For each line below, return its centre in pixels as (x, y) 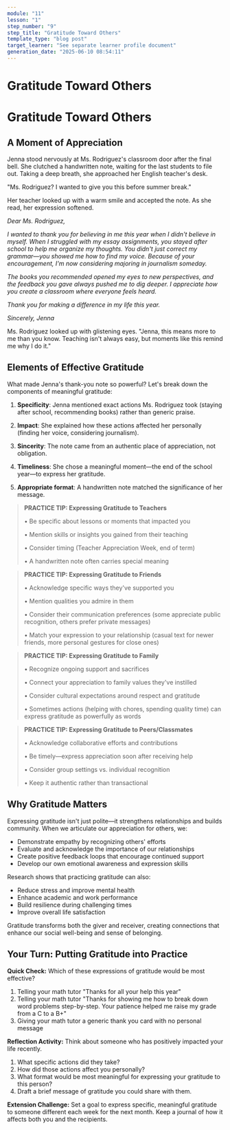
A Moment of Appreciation (65, 143)
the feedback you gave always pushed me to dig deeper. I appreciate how (112, 284)
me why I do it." (29, 346)
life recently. (25, 1048)
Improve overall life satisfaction (61, 912)
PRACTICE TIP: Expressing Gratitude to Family (91, 655)
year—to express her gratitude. (61, 474)
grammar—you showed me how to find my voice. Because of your (101, 256)
